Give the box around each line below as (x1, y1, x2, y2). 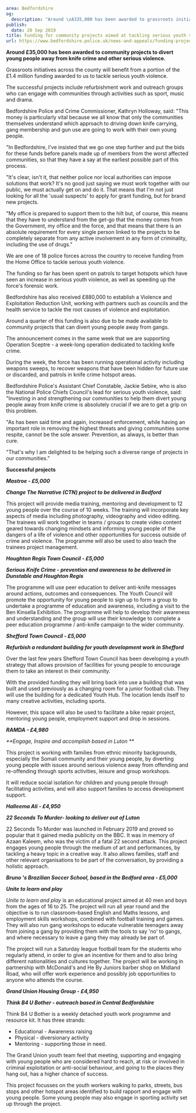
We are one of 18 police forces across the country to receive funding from (6, 252, 184, 260)
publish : (6, 22, 27, 27)
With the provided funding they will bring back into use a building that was (6, 679, 185, 686)
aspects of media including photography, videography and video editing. (6, 512, 181, 520)
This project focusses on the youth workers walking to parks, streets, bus (6, 1082, 183, 1089)
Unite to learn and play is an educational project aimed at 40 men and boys (6, 897, 187, 904)
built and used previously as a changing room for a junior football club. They (6, 685, 190, 692)
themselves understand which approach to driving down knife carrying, (6, 120, 178, 127)
